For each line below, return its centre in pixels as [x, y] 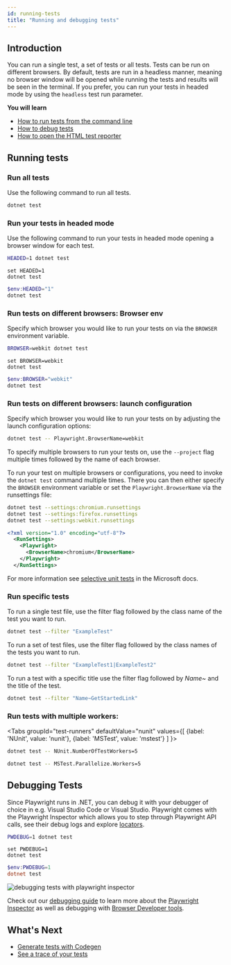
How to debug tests [45, 128]
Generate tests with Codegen [59, 946]
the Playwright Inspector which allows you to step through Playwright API [112, 817]
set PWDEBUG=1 [28, 849]
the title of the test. [34, 685]
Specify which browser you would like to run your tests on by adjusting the [114, 419]
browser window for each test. [51, 246]
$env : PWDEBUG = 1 [29, 868]
